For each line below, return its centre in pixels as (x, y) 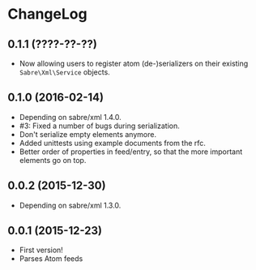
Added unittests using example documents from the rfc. (112, 143)
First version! (41, 250)
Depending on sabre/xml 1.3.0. (70, 205)
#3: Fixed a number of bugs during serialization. (99, 126)
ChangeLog (47, 14)
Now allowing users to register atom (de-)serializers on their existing (134, 63)
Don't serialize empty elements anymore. (88, 134)
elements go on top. (53, 160)
